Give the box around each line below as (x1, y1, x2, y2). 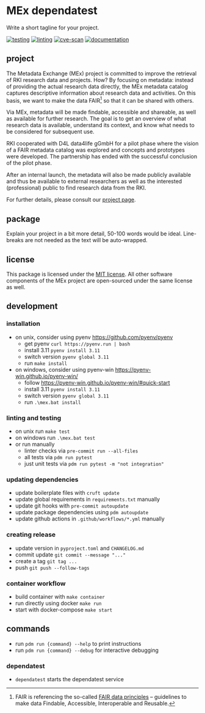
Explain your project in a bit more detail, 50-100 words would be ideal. (6, 230, 182, 237)
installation (6, 319, 41, 328)
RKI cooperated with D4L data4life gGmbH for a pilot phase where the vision (6, 140, 199, 147)
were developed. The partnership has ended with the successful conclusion (6, 153, 198, 160)
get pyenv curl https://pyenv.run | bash (24, 340, 131, 347)
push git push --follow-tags (15, 564, 90, 571)
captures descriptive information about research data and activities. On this (6, 89, 196, 97)
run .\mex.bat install (24, 398, 81, 405)
